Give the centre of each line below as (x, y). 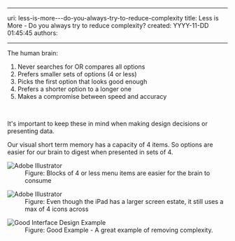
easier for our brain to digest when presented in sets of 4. (90, 152)
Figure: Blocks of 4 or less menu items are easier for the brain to (117, 173)
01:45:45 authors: (33, 33)
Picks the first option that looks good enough (82, 82)
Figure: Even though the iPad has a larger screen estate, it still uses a (124, 201)
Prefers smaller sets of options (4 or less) (77, 74)
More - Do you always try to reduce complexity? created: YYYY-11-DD (108, 26)
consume (38, 180)
